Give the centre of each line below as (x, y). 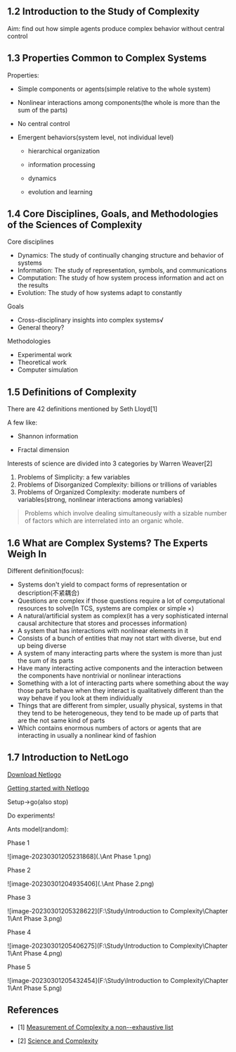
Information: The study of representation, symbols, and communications (122, 270)
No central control (44, 123)
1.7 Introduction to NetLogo (68, 757)
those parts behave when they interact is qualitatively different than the (120, 691)
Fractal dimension (43, 450)
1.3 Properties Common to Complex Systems (107, 58)
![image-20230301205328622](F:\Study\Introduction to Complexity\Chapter (118, 910)
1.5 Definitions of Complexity (72, 392)
